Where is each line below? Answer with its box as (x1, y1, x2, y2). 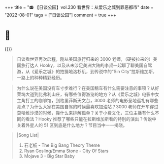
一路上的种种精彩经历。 (16, 75, 65, 81)
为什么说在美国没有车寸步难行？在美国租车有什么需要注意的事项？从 (16, 85, 155, 91)
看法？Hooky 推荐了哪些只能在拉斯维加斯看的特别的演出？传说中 (25, 116, 157, 122)
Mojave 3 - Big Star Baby (24, 153, 75, 159)
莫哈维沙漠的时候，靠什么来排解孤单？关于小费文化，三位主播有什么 (16, 110, 155, 116)
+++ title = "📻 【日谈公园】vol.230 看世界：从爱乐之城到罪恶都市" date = (4, 4, 154, 10)
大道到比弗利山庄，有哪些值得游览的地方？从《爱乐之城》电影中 (25, 91, 155, 97)
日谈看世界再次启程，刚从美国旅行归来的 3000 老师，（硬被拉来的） (16, 56, 153, 62)
